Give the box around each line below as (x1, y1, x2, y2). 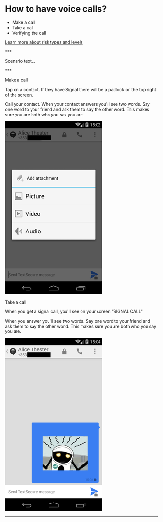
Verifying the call (12, 30, 46, 36)
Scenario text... (5, 58, 35, 64)
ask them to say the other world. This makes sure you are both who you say (5, 323, 157, 329)
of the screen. (5, 92, 33, 97)
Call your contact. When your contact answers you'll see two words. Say (5, 101, 150, 107)
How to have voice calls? (5, 3, 107, 15)
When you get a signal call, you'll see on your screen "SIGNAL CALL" (5, 309, 143, 314)
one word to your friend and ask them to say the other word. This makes (5, 106, 149, 112)
